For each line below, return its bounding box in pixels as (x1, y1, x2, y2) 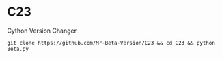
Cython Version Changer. (7, 26, 79, 35)
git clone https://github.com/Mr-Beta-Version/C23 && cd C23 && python (7, 39, 215, 46)
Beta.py (7, 45, 29, 52)
